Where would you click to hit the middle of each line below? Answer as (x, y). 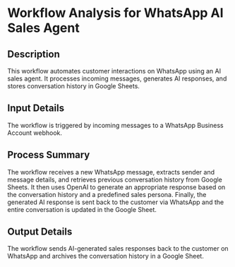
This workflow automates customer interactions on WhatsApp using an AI (114, 71)
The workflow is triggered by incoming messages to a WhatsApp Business (115, 125)
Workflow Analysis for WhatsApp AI (115, 13)
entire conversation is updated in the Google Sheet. (82, 209)
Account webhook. (35, 133)
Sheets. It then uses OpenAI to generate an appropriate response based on (116, 187)
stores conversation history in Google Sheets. (73, 86)
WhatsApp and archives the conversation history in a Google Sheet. (106, 256)
